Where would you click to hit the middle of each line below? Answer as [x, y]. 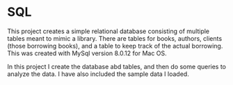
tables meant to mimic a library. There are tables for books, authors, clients [115, 38]
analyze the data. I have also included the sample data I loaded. [98, 74]
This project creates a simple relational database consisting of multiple [109, 31]
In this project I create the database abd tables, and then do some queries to [117, 66]
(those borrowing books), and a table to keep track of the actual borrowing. [115, 46]
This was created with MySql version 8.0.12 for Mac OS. [87, 53]
